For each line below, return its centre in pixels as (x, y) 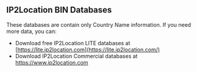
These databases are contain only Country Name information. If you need (99, 24)
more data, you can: (31, 31)
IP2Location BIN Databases (59, 10)
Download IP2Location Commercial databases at (76, 56)
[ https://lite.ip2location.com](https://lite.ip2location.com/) (88, 49)
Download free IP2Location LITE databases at (73, 43)
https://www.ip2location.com (52, 62)
